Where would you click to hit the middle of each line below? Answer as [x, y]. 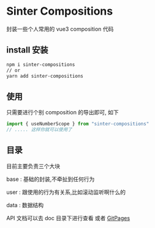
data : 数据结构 [25, 205]
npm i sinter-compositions [41, 64]
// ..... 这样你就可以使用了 [39, 130]
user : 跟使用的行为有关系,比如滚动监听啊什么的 [66, 192]
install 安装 [27, 50]
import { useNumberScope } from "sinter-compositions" [78, 124]
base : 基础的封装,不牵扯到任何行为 [51, 179]
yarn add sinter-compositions [45, 76]
